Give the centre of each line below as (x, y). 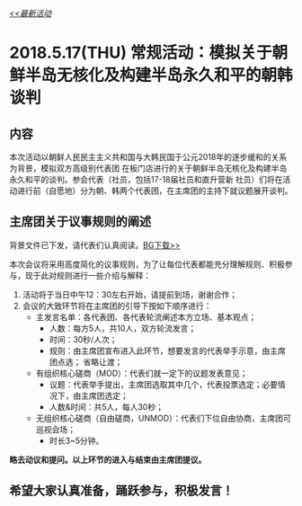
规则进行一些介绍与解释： (103, 275)
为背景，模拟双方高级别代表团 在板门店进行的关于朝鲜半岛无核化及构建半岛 (148, 168)
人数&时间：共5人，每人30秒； (107, 406)
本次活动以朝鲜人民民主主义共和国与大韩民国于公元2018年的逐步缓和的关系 (148, 157)
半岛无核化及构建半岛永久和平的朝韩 (160, 75)
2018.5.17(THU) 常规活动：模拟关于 (141, 53)
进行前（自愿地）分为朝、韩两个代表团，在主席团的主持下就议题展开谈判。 (155, 191)
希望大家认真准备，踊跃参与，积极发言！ (121, 491)
